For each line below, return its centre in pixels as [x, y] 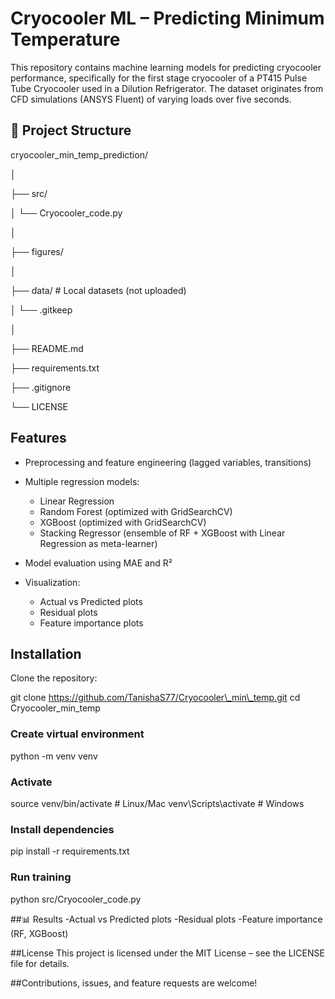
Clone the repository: [54, 678]
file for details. [40, 963]
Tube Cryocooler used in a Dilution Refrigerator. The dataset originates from [167, 88]
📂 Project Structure [71, 130]
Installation [46, 653]
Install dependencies [62, 829]
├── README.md [47, 348]
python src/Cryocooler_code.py [76, 899]
